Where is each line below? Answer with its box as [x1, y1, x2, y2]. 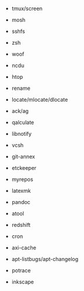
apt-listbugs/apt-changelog [11, 256, 79, 262]
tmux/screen [11, 5, 43, 12]
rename [11, 85, 31, 92]
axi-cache [11, 244, 36, 251]
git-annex [11, 153, 35, 160]
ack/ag [11, 108, 29, 114]
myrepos [11, 176, 33, 183]
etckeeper [11, 165, 37, 171]
